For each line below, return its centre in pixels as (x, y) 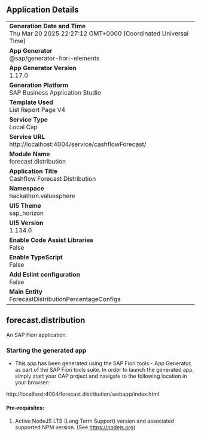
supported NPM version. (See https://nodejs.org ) (75, 427)
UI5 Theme (25, 205)
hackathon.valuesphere (42, 196)
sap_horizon (26, 213)
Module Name (30, 154)
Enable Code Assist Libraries (51, 240)
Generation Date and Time (48, 26)
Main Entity (26, 292)
